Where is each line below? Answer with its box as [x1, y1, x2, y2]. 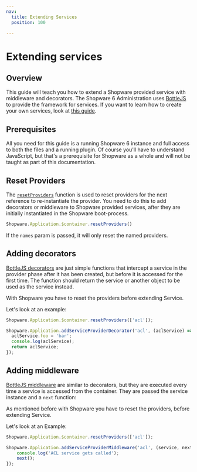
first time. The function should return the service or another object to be [6, 277, 181, 284]
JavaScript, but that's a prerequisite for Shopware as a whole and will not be [6, 152, 191, 159]
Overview [6, 73, 43, 83]
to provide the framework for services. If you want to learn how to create [6, 101, 182, 108]
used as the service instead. [6, 283, 74, 290]
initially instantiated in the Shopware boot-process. [6, 210, 129, 217]
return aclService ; [11, 344, 59, 350]
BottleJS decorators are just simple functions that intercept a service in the [6, 264, 187, 271]
